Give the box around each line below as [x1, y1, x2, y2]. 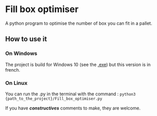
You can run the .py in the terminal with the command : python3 [5, 91, 136, 97]
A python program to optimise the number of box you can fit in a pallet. [5, 20, 152, 26]
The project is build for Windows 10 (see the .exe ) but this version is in [5, 62, 151, 68]
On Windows [5, 50, 38, 57]
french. [5, 67, 20, 73]
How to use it [5, 35, 47, 43]
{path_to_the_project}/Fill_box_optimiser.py [5, 96, 102, 101]
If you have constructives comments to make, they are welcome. [5, 105, 141, 111]
